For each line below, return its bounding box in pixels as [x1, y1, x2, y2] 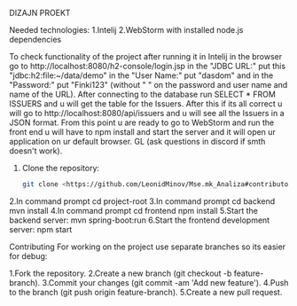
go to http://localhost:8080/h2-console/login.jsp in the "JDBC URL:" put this [9, 61, 286, 71]
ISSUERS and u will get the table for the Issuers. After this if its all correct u [9, 98, 283, 109]
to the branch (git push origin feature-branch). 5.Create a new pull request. [9, 286, 283, 297]
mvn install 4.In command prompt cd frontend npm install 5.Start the [9, 205, 259, 216]
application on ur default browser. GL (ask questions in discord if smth [9, 137, 266, 146]
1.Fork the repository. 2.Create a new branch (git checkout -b [9, 268, 232, 279]
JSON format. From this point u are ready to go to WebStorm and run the [9, 117, 275, 128]
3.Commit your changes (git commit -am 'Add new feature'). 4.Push [42, 277, 289, 287]
